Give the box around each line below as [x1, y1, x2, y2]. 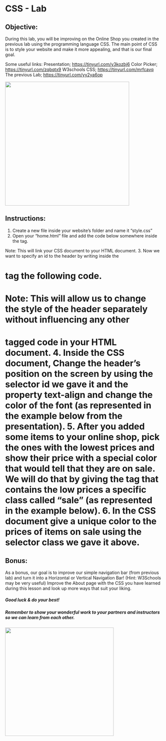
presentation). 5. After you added [5, 421, 145, 432]
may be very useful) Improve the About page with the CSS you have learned [5, 580, 161, 586]
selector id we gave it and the [5, 379, 128, 390]
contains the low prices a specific [5, 484, 147, 496]
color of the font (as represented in [5, 400, 152, 411]
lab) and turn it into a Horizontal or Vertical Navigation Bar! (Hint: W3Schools [5, 575, 161, 581]
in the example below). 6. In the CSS [5, 505, 156, 516]
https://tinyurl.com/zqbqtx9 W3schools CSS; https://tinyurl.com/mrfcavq [5, 66, 154, 72]
